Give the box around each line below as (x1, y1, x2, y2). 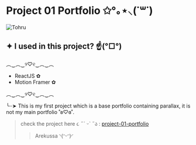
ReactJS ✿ (14, 72, 41, 79)
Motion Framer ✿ (14, 78, 56, 85)
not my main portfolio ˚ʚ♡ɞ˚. (6, 108, 75, 115)
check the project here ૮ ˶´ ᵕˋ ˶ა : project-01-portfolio (20, 120, 149, 127)
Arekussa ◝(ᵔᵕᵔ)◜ (35, 132, 74, 139)
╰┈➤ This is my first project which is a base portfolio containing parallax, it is (6, 102, 191, 109)
